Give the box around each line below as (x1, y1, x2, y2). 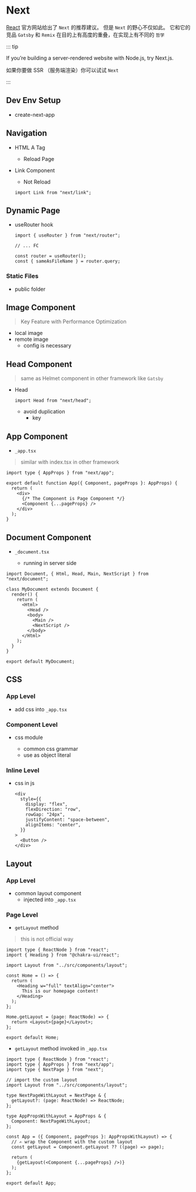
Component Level (6, 720, 58, 728)
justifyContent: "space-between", (25, 817, 110, 823)
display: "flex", (25, 802, 68, 807)
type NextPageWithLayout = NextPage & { (6, 1092, 107, 1099)
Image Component (6, 303, 76, 313)
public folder (14, 285, 46, 293)
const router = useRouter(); (14, 253, 87, 260)
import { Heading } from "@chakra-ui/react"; (6, 952, 119, 958)
